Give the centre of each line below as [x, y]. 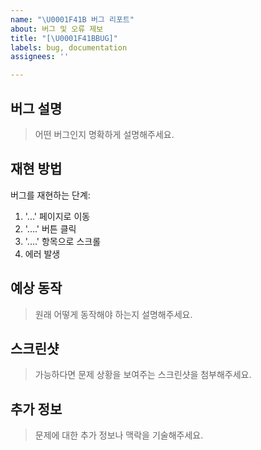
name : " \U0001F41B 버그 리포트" [72, 19]
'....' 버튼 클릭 [50, 228]
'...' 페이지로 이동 [57, 216]
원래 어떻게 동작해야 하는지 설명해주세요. [113, 314]
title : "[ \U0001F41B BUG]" [64, 38]
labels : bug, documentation [69, 47]
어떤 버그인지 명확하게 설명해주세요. [104, 134]
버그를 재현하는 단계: [50, 195]
